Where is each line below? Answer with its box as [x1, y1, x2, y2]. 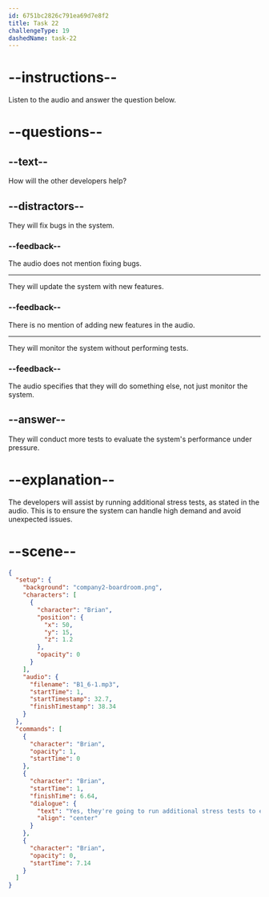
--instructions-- [8, 69, 118, 86]
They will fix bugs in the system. [8, 221, 114, 230]
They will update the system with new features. [8, 282, 164, 292]
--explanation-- [8, 470, 115, 489]
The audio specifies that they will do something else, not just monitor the [8, 381, 248, 391]
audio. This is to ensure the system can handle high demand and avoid [8, 505, 242, 515]
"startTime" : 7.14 [29, 859, 91, 867]
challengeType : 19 [8, 26, 70, 34]
